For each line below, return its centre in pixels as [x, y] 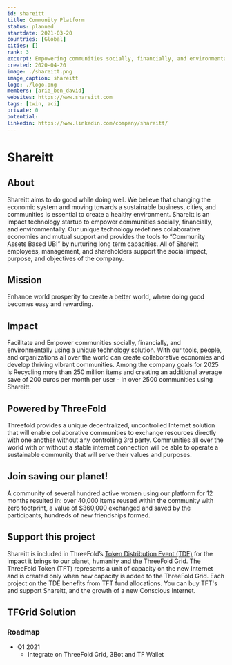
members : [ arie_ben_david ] [46, 91]
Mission [25, 280]
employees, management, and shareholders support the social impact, [108, 251]
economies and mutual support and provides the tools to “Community [106, 236]
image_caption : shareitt [43, 78]
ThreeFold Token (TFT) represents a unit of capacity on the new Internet [110, 568]
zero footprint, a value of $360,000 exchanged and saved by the [99, 508]
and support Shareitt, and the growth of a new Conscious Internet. [101, 590]
